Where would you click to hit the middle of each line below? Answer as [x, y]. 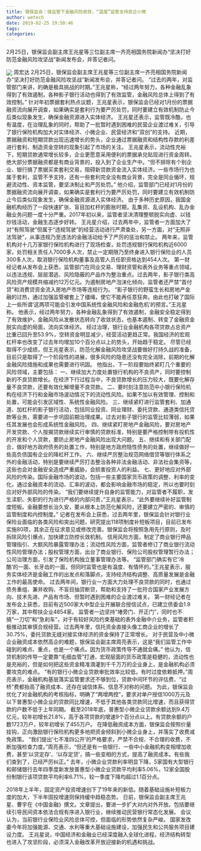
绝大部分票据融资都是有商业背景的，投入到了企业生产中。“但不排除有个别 [97, 162]
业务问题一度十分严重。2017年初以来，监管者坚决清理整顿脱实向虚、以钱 [101, 215]
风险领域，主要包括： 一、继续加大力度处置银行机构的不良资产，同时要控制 [99, 372]
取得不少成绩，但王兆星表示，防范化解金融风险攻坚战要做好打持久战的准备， [100, 350]
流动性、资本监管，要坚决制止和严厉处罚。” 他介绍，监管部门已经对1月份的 [102, 185]
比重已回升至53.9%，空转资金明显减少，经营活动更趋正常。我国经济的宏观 [98, 335]
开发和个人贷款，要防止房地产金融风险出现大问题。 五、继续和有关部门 [98, 440]
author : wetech [25, 17]
